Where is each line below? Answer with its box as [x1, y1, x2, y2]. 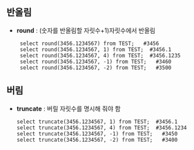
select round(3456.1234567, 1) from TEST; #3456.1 [19, 46, 172, 53]
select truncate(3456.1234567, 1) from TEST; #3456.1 [16, 118, 178, 125]
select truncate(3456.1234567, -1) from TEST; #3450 [16, 130, 178, 137]
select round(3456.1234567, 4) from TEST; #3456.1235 [19, 52, 181, 59]
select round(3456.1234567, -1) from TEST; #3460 [19, 58, 172, 65]
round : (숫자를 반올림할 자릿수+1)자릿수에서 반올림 [16, 26, 156, 35]
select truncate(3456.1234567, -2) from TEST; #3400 [16, 136, 178, 143]
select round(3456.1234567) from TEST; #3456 [19, 40, 159, 47]
